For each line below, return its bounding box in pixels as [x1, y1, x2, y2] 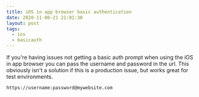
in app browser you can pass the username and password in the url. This [6, 60, 189, 67]
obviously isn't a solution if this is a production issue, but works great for [6, 67, 189, 73]
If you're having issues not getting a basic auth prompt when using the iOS [6, 54, 194, 61]
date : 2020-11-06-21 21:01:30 [6, 15, 83, 21]
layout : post [6, 20, 40, 26]
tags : [6, 25, 20, 32]
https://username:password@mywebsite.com [6, 85, 113, 91]
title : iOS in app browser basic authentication [6, 8, 132, 15]
